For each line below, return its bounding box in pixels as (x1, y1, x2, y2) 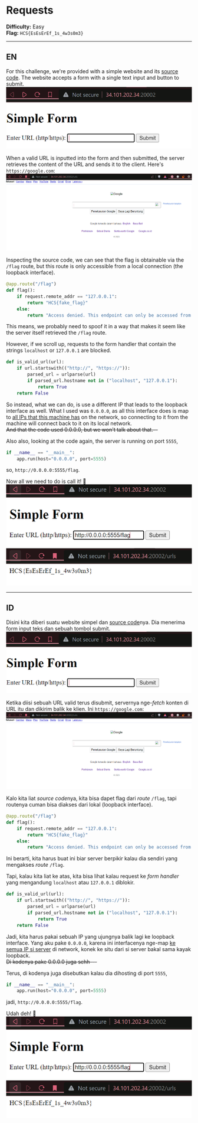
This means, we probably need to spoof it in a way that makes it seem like (6, 323, 186, 330)
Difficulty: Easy (6, 23, 45, 30)
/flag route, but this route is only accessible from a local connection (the (6, 263, 183, 270)
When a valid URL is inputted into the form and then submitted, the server (6, 154, 185, 161)
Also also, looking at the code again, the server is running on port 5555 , (6, 438, 179, 445)
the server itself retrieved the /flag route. (6, 329, 107, 337)
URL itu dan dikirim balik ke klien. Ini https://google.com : (6, 705, 144, 712)
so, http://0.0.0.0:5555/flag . (6, 466, 80, 474)
